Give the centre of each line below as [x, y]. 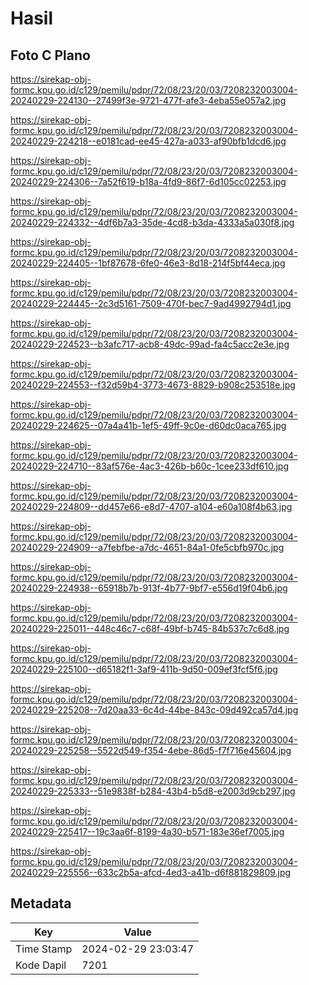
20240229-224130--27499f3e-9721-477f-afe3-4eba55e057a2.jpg [148, 100]
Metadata [41, 903]
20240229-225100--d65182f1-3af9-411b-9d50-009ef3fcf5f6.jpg [144, 669]
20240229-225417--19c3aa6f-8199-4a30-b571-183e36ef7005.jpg [147, 831]
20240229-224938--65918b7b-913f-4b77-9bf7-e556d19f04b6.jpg [149, 588]
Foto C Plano [50, 55]
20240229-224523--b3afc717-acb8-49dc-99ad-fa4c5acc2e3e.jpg [150, 344]
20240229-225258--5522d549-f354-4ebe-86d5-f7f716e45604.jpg [151, 750]
